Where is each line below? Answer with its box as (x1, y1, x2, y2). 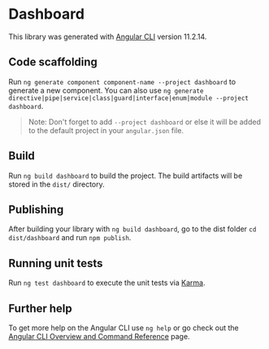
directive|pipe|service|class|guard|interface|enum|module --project (8, 94, 249, 102)
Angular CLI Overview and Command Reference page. (8, 332, 190, 341)
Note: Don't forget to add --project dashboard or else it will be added (28, 117, 262, 127)
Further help (8, 301, 73, 315)
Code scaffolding (8, 55, 98, 69)
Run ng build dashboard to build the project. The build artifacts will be (8, 170, 243, 180)
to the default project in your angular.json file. (28, 125, 184, 135)
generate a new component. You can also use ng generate (8, 85, 204, 95)
